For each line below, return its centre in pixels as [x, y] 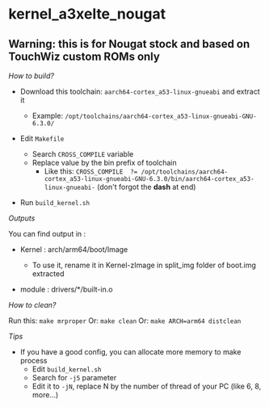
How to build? [32, 76]
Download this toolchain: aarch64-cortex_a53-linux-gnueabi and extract [140, 91]
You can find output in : [47, 234]
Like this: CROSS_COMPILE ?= [91, 171]
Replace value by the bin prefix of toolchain [105, 163]
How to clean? [32, 305]
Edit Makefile [42, 138]
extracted [48, 274]
